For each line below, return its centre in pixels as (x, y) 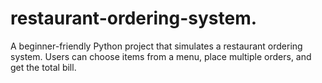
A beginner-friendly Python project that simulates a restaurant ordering (156, 46)
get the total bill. (43, 67)
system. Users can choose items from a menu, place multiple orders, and (161, 56)
